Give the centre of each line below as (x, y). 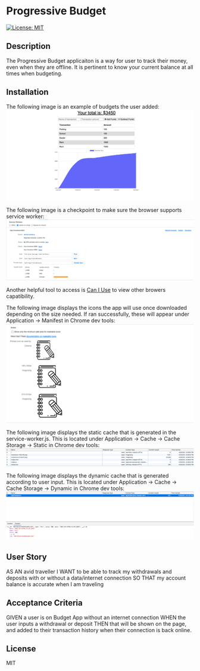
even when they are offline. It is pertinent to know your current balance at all (100, 67)
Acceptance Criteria (44, 603)
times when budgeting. (34, 73)
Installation (27, 92)
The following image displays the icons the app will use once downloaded (97, 308)
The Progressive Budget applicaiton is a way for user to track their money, (97, 60)
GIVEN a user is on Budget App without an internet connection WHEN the (96, 617)
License (21, 649)
